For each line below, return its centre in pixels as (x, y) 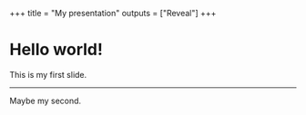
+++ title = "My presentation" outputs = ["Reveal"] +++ (113, 13)
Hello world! (56, 50)
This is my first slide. (48, 74)
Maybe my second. (46, 101)
